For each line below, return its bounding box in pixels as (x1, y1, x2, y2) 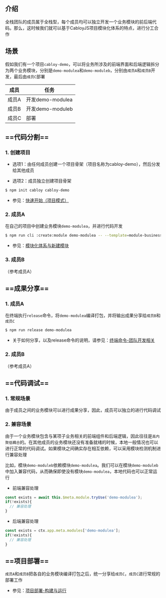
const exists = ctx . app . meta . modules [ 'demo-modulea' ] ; (5, 528, 121, 533)
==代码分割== (5, 133, 49, 142)
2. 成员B (5, 351, 25, 358)
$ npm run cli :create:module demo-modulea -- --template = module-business (5, 233, 163, 238)
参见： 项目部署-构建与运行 (12, 588, 67, 594)
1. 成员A (5, 300, 24, 307)
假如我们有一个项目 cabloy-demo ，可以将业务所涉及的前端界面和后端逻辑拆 (5, 61, 155, 67)
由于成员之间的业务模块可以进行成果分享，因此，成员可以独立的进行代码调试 (5, 407, 161, 413)
